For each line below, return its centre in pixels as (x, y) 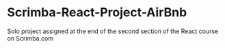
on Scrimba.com (30, 38)
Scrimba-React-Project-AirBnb (97, 13)
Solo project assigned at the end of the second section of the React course (113, 31)
